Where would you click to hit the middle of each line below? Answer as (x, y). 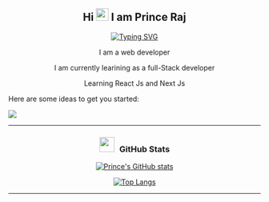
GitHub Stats (145, 149)
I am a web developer (134, 52)
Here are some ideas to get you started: (74, 99)
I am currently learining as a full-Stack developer (134, 67)
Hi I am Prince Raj (134, 17)
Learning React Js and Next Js (134, 83)
